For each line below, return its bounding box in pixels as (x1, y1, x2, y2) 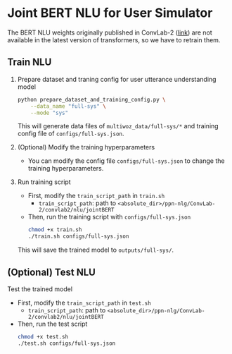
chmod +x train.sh (27, 226, 82, 233)
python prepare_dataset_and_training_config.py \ (17, 96, 167, 103)
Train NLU (7, 56, 52, 68)
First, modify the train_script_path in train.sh (27, 192, 165, 200)
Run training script (17, 178, 72, 186)
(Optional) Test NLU (7, 266, 96, 278)
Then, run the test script (17, 319, 88, 328)
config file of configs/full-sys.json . (17, 129, 124, 138)
